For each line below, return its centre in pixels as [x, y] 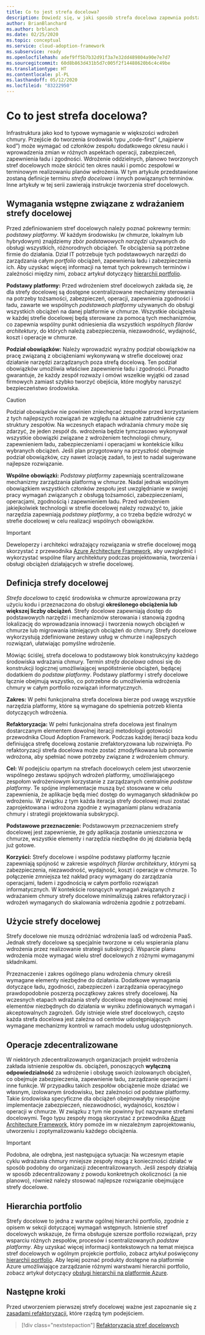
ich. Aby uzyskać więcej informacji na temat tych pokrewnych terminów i [98, 267]
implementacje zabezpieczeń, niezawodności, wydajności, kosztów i [92, 1105]
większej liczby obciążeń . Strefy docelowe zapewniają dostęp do [89, 610]
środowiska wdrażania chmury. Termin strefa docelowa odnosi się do [94, 661]
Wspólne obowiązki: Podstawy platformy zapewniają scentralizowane [95, 475]
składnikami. [22, 962]
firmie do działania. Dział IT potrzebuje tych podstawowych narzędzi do [96, 254]
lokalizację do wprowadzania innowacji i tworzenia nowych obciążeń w [95, 624]
